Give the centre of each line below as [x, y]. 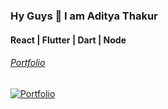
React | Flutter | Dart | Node [68, 40]
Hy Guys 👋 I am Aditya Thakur [84, 16]
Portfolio [28, 63]
